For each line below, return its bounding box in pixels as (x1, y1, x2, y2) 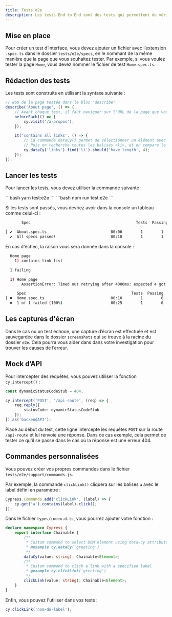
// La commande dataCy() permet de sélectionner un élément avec (24, 138, 166, 143)
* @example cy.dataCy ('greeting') (26, 545, 100, 550)
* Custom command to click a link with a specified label (26, 564, 153, 569)
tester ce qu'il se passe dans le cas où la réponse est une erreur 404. (5, 437, 152, 443)
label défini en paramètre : (5, 486, 61, 493)
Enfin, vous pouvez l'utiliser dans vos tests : (5, 597, 98, 603)
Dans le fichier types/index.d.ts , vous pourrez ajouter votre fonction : (5, 515, 154, 522)
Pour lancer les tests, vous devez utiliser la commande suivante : (5, 185, 142, 191)
